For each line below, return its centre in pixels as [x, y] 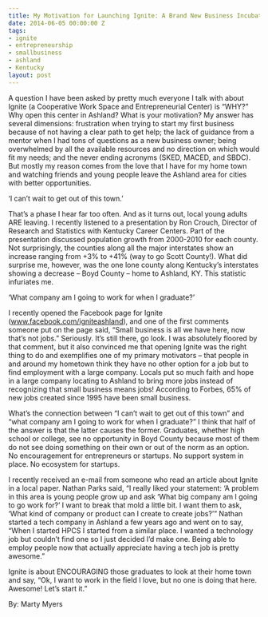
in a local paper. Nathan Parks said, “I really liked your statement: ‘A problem [134, 488]
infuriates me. [31, 281]
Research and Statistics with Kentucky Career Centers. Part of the [116, 231]
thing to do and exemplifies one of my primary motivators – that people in [129, 355]
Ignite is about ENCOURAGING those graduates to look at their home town [130, 571]
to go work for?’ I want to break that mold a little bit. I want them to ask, [125, 505]
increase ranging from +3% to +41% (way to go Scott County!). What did [128, 256]
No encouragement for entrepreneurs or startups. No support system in [126, 456]
